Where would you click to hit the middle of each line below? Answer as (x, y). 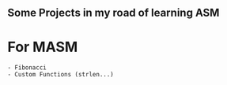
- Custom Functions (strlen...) (61, 75)
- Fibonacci (27, 68)
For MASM (43, 47)
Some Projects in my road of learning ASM (114, 13)
